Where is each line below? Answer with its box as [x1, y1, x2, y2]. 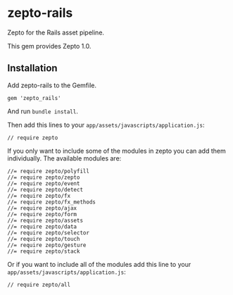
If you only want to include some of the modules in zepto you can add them [7, 146, 227, 155]
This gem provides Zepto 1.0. [7, 42, 92, 50]
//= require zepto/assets [7, 217, 83, 224]
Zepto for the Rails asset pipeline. [7, 28, 104, 37]
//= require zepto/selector [7, 229, 90, 237]
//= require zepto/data [7, 223, 77, 230]
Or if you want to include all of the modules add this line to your [7, 260, 191, 268]
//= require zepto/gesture [7, 241, 87, 249]
